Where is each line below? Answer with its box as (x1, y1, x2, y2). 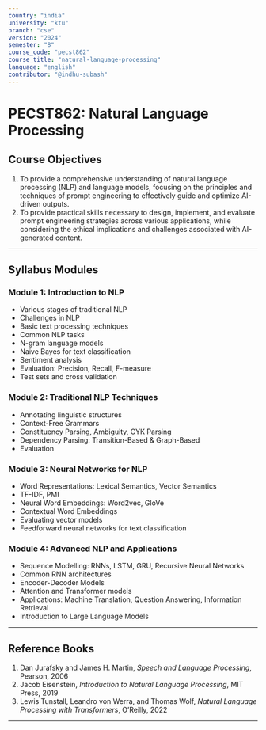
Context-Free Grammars (19, 418, 100, 428)
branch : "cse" (8, 26, 55, 34)
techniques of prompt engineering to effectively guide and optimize (19, 191, 240, 200)
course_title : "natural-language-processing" (8, 56, 161, 64)
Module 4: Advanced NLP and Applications (8, 543, 177, 554)
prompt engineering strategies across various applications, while (19, 215, 231, 226)
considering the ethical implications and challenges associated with (19, 224, 241, 234)
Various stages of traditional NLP (19, 305, 127, 314)
